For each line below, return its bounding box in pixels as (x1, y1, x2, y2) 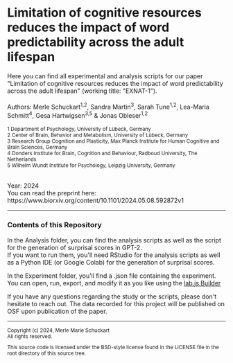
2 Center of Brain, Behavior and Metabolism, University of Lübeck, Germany (7, 132, 189, 139)
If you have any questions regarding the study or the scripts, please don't (7, 292, 217, 301)
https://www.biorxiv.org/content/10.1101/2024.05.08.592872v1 (7, 196, 184, 205)
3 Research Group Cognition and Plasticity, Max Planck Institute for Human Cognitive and (7, 138, 220, 145)
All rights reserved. (7, 333, 53, 340)
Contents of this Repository (7, 220, 102, 230)
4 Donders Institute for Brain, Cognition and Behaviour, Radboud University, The (7, 150, 198, 157)
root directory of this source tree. (7, 350, 87, 357)
